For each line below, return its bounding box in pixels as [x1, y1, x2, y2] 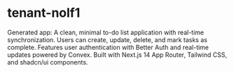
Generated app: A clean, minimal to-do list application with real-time [7, 28, 205, 36]
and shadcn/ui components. [7, 58, 88, 66]
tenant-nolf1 [7, 5, 81, 21]
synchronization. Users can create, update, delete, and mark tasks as [7, 35, 208, 44]
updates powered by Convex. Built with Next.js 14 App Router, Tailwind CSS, [7, 51, 228, 59]
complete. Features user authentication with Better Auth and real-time [7, 43, 209, 51]
